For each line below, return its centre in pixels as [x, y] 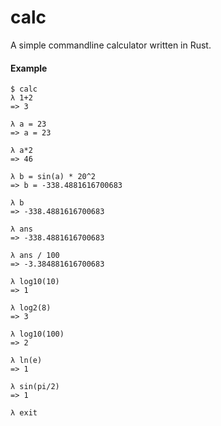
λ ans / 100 [35, 256]
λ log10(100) [37, 334]
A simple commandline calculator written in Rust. [111, 45]
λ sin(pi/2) [35, 387]
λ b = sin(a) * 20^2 [53, 177]
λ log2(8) [31, 308]
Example [29, 68]
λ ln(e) [26, 361]
